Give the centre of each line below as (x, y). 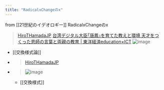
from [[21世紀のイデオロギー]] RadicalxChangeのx (57, 24)
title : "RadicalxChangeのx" (34, 10)
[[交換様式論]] (27, 52)
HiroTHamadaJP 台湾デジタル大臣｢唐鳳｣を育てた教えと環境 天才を (86, 35)
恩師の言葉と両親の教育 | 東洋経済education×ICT (81, 41)
